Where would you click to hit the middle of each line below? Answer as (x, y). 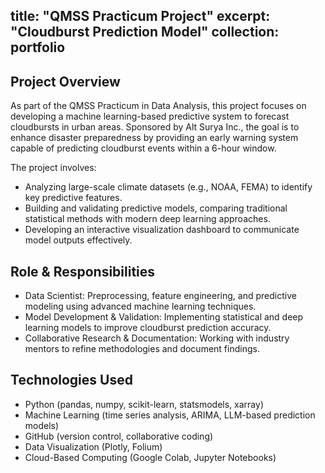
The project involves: (53, 168)
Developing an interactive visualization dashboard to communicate (162, 230)
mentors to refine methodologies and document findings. (142, 349)
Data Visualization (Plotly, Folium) (93, 446)
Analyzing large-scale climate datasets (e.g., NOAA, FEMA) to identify (168, 187)
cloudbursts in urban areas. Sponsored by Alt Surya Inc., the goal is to (155, 127)
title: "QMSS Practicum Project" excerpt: (140, 16)
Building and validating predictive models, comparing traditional (156, 208)
